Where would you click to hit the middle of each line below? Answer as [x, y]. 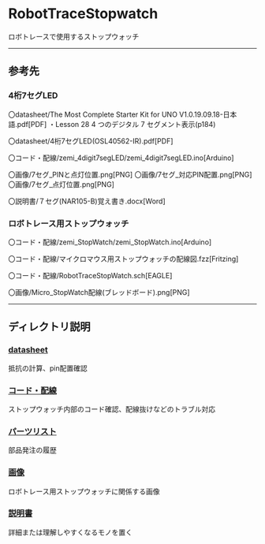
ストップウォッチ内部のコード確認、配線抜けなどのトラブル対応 [112, 409]
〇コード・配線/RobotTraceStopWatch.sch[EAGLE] [90, 275]
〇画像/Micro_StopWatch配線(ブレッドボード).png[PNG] [99, 292]
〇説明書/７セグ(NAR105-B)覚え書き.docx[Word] [87, 201]
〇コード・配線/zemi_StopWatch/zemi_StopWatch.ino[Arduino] [110, 242]
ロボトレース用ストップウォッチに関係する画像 [84, 491]
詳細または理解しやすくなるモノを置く [70, 532]
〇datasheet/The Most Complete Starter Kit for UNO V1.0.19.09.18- [116, 114]
